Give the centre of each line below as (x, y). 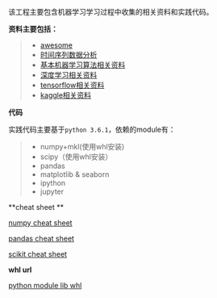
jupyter (52, 191)
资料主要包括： (33, 29)
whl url (20, 270)
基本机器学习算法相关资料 (83, 65)
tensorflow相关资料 (72, 85)
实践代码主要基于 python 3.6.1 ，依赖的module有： (92, 129)
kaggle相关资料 (65, 95)
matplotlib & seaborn (75, 174)
